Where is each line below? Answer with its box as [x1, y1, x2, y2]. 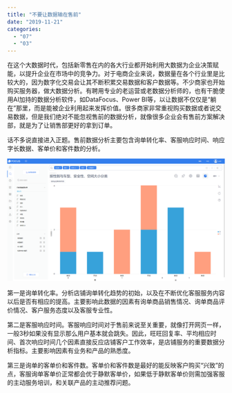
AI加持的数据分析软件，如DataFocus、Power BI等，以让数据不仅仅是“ [12, 95, 211, 103]
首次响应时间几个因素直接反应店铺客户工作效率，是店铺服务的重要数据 [19, 338, 219, 346]
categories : [7, 26, 41, 32]
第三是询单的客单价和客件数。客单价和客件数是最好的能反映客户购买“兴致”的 [7, 361, 224, 369]
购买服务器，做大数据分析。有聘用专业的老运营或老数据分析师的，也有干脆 [7, 87, 219, 95]
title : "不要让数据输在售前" [7, 11, 81, 18]
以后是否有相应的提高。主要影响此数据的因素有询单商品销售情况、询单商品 [7, 297, 219, 305]
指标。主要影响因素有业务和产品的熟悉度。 [12, 346, 135, 354]
